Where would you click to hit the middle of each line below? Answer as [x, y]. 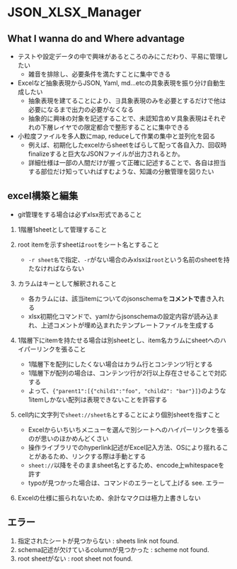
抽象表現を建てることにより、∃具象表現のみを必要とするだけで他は [127, 101]
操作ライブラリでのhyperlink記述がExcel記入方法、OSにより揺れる [125, 447]
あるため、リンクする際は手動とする [93, 456]
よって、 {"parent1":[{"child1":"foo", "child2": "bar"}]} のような [127, 390]
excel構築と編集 [43, 196]
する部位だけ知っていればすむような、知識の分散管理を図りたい [121, 171]
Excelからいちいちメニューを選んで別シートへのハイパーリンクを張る [129, 429]
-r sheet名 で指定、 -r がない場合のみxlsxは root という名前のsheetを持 [129, 259]
